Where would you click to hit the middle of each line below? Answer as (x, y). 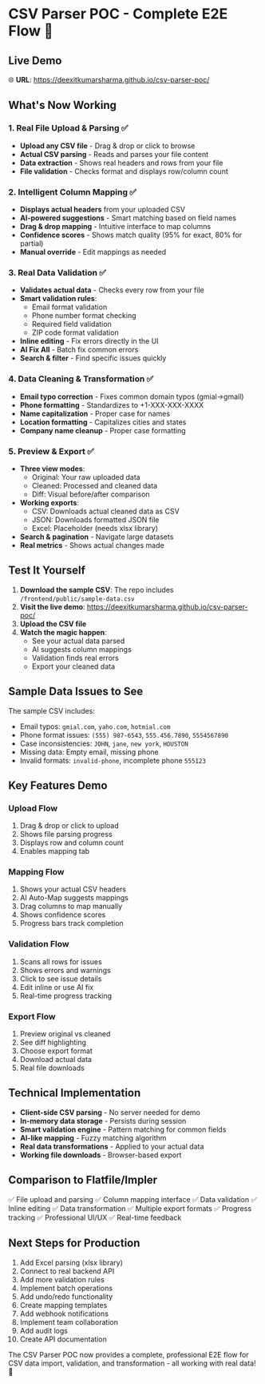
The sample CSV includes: (52, 710)
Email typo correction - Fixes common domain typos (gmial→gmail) (132, 396)
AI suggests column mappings (81, 649)
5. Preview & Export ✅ (51, 451)
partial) (32, 243)
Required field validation (71, 324)
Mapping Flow (36, 872)
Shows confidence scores (63, 915)
